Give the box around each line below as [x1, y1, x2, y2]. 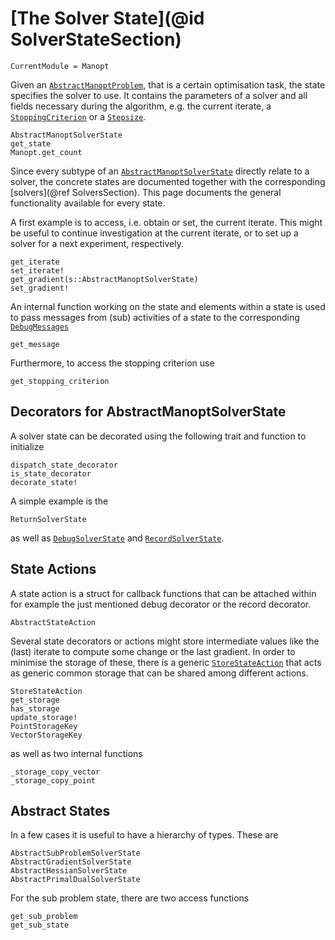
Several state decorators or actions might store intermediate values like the [10, 635, 320, 647]
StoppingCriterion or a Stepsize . [10, 110, 147, 122]
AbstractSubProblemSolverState [10, 848, 141, 859]
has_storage [10, 703, 60, 714]
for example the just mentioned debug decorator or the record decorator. [10, 598, 312, 610]
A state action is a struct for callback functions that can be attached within [10, 587, 317, 599]
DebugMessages [10, 322, 70, 332]
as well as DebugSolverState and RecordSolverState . [10, 532, 225, 544]
